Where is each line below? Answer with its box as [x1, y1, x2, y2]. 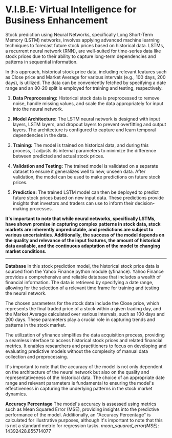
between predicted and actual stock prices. [12, 153, 105, 159]
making [12, 205, 29, 211]
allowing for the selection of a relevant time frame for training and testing [5, 285, 160, 291]
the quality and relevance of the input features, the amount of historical [5, 237, 160, 243]
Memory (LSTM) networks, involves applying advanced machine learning [5, 37, 160, 43]
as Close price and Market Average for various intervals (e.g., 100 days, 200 [5, 74, 166, 80]
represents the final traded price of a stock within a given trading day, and [5, 305, 161, 311]
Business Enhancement [5, 14, 108, 26]
